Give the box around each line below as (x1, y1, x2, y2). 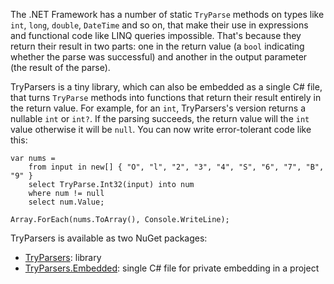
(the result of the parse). (10, 62, 111, 73)
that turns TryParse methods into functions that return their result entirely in (10, 92, 322, 103)
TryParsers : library (24, 252, 102, 263)
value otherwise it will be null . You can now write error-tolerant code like (10, 124, 312, 135)
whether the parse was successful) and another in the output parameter (10, 51, 308, 63)
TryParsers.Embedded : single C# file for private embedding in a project (24, 262, 320, 274)
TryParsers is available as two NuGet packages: (10, 232, 208, 244)
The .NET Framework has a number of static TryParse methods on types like (10, 9, 325, 20)
